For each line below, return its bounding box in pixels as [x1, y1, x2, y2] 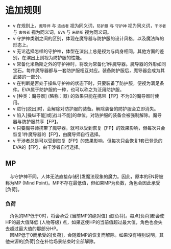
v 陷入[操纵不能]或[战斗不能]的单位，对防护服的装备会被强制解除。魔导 [12, 112, 162, 118]
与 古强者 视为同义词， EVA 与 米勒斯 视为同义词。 [12, 29, 112, 35]
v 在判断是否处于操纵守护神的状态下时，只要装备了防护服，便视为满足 [12, 80, 160, 86]
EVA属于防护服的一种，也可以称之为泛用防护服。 [21, 86, 125, 93]
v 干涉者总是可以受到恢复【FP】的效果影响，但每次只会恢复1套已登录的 [12, 138, 163, 144]
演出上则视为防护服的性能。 [26, 54, 85, 60]
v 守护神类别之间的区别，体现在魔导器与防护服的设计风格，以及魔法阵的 [12, 35, 164, 41]
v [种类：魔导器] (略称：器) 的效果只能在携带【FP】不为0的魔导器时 [12, 93, 155, 99]
